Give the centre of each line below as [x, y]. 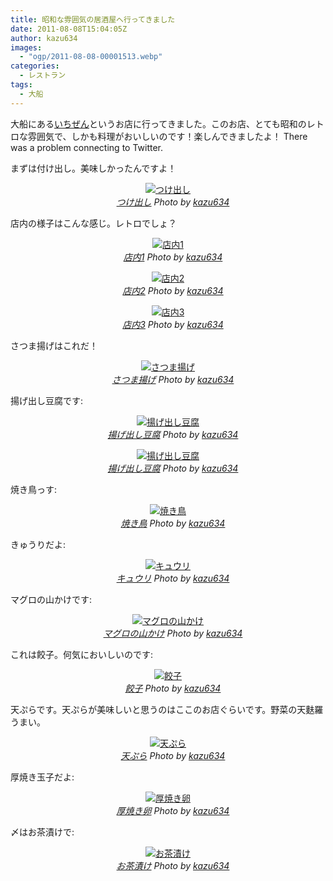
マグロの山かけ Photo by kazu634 [173, 633]
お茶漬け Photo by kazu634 [173, 865]
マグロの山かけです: [51, 599]
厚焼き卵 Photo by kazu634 [173, 810]
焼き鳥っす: [34, 489]
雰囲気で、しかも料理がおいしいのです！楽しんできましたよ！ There [167, 136]
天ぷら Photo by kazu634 [173, 755]
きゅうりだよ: [38, 544]
